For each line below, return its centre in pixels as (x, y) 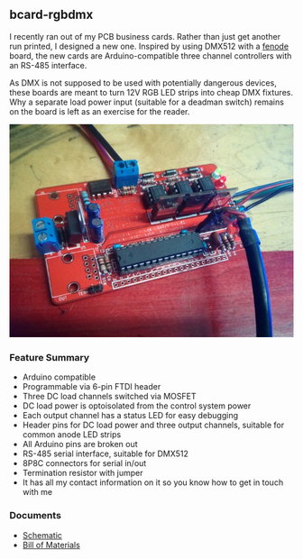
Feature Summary (50, 358)
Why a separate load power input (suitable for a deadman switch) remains (147, 102)
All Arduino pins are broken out (80, 444)
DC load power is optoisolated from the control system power (137, 406)
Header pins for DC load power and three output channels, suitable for (153, 425)
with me (37, 492)
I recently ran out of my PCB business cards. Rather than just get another (145, 36)
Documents (35, 516)
